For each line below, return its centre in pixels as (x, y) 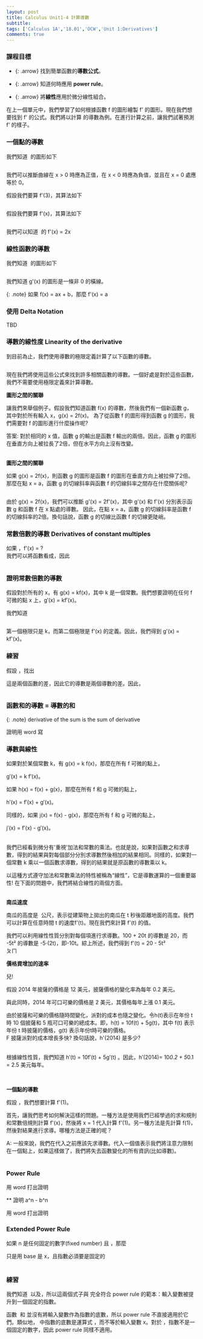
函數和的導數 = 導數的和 (41, 706)
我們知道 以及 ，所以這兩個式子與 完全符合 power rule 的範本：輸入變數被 (98, 1294)
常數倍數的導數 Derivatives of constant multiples (79, 534)
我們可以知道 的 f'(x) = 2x (39, 232)
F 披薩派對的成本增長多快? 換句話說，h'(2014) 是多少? (73, 1038)
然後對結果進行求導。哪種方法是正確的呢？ (59, 1130)
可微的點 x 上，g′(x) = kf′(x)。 (43, 600)
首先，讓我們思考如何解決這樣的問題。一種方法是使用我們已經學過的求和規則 (101, 1115)
